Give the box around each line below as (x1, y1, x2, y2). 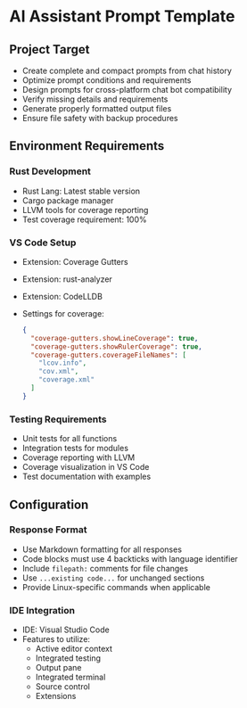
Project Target (9, 42, 90, 57)
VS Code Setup (9, 236, 77, 249)
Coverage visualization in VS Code (21, 462, 150, 473)
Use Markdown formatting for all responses (21, 544, 183, 555)
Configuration (9, 497, 89, 512)
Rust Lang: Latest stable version (21, 185, 141, 196)
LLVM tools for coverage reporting (21, 204, 149, 215)
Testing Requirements (9, 413, 107, 425)
